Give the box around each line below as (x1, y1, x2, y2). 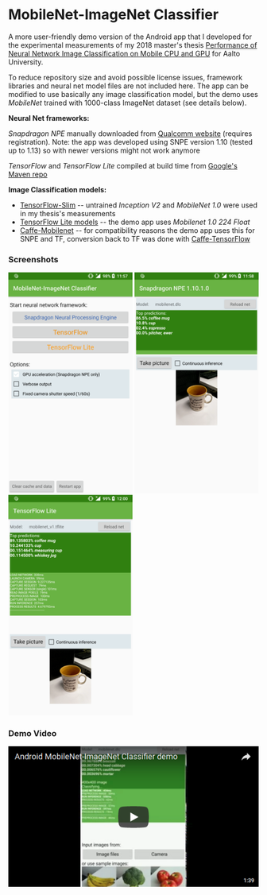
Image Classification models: (8, 184, 107, 194)
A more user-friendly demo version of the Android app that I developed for (8, 32, 253, 41)
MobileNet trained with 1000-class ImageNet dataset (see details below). (8, 98, 247, 107)
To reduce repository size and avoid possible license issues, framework (8, 72, 243, 82)
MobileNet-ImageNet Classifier (8, 6, 219, 24)
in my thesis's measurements (19, 208, 116, 218)
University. (8, 57, 44, 67)
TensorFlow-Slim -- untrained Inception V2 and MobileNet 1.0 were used (19, 200, 258, 210)
